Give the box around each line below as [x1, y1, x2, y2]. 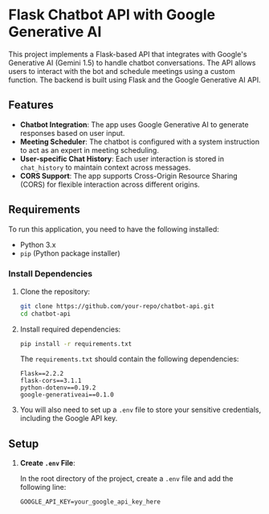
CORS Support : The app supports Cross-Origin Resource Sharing [19, 171, 238, 180]
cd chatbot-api [19, 310, 71, 318]
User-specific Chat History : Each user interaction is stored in [19, 154, 225, 163]
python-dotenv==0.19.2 [19, 384, 96, 392]
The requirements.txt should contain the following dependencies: [19, 354, 239, 364]
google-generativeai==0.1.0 [19, 391, 114, 399]
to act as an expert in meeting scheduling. [19, 145, 159, 154]
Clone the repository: [19, 286, 91, 296]
